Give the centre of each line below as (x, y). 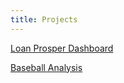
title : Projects (44, 19)
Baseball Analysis (46, 67)
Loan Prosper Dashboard (62, 48)
